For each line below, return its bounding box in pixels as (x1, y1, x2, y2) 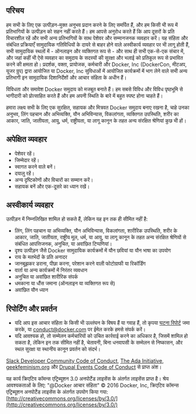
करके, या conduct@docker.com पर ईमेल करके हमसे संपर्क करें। (14, 326, 146, 333)
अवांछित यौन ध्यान (14, 287, 49, 294)
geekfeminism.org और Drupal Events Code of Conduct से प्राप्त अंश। (6, 364, 162, 371)
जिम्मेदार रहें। (14, 156, 40, 164)
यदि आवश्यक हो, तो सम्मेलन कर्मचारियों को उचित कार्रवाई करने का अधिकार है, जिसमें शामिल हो (14, 333, 188, 340)
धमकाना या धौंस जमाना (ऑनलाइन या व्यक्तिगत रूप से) (14, 280, 116, 287)
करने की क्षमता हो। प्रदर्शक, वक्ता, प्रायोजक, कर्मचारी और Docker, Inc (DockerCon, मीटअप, (6, 61, 187, 68)
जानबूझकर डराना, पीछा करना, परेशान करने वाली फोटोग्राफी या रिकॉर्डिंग (14, 260, 146, 267)
